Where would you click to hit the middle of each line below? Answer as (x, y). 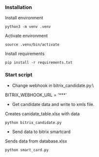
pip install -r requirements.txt (39, 63)
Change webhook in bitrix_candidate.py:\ (53, 85)
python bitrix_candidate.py (33, 122)
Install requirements (25, 54)
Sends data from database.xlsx (36, 141)
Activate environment (26, 36)
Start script (19, 75)
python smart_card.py (27, 150)
